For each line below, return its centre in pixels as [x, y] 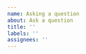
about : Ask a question [40, 20]
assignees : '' [28, 40]
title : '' [22, 27]
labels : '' [23, 33]
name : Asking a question [43, 14]
